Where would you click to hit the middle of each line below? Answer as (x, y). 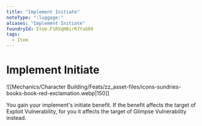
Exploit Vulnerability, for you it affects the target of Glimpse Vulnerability (96, 111)
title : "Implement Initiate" (43, 12)
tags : (13, 35)
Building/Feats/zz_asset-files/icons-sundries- (124, 87)
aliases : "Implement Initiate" (46, 23)
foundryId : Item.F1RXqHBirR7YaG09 (50, 29)
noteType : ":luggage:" (35, 18)
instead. (16, 118)
